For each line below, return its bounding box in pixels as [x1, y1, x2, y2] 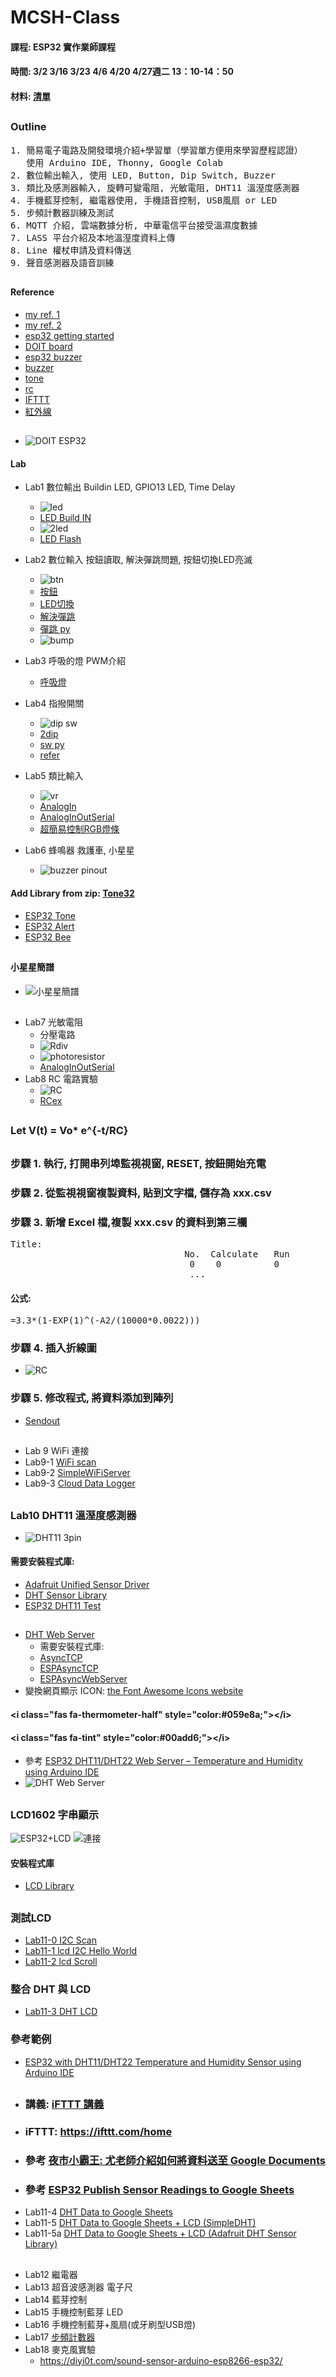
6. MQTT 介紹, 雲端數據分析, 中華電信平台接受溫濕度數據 [10, 219, 258, 231]
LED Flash [39, 533, 82, 545]
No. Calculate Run [184, 1248, 290, 1260]
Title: [10, 1238, 43, 1250]
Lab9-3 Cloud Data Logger [24, 1477, 136, 1490]
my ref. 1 [24, 308, 60, 320]
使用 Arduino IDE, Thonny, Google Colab [26, 157, 223, 168]
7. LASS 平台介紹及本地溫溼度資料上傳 [10, 232, 176, 243]
